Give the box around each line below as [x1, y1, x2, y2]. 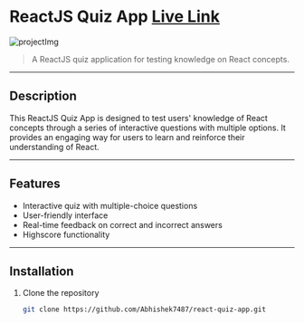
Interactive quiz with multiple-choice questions [22, 200, 198, 211]
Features [9, 176, 61, 192]
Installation [9, 263, 74, 279]
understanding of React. [9, 141, 100, 152]
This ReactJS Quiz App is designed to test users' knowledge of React [9, 112, 269, 123]
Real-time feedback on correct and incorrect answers [22, 219, 223, 230]
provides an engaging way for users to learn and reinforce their [9, 131, 246, 142]
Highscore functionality [22, 229, 110, 240]
